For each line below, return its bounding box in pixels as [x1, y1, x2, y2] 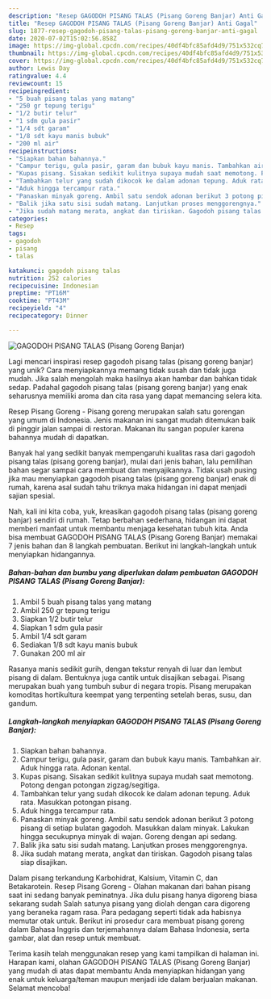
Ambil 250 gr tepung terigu [19, 605, 110, 615]
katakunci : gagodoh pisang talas [8, 267, 121, 275]
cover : [8, 57, 31, 65]
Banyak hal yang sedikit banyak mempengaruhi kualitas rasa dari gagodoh [8, 447, 256, 457]
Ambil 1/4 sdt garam [19, 631, 87, 640]
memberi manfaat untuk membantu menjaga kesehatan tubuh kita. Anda [8, 523, 248, 533]
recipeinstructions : [8, 147, 78, 155]
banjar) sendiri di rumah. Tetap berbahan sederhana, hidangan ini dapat [8, 514, 248, 525]
